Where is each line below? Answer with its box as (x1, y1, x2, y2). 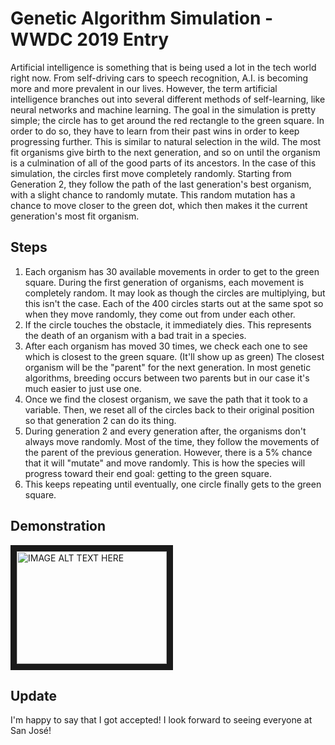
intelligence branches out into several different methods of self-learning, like (10, 93, 326, 105)
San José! (10, 725, 52, 737)
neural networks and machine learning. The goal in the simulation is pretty (10, 103, 317, 116)
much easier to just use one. (24, 382, 142, 394)
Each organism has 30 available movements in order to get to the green (24, 265, 320, 277)
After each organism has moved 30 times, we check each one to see (24, 340, 308, 352)
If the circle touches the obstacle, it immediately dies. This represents (24, 318, 312, 331)
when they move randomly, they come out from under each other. (24, 308, 296, 320)
